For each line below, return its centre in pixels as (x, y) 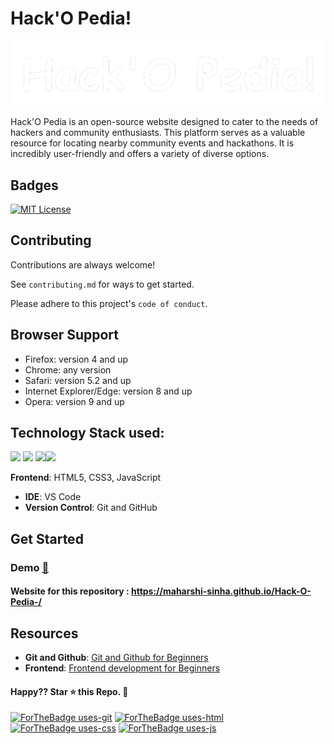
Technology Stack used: (87, 432)
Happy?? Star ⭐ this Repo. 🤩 (69, 691)
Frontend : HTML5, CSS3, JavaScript (86, 478)
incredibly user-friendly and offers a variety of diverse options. (140, 154)
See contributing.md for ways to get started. (102, 284)
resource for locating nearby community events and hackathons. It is (152, 143)
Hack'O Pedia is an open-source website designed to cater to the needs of (164, 122)
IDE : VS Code (53, 497)
